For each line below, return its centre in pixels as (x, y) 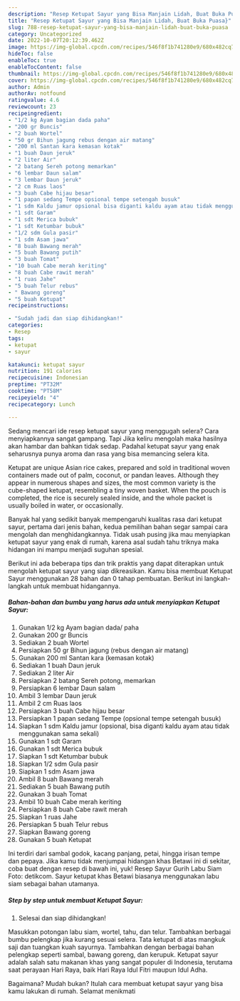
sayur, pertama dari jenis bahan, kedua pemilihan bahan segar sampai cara (118, 527)
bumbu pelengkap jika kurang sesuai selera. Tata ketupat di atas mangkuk (117, 940)
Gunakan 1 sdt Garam (50, 741)
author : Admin (29, 87)
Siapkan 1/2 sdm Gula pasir (58, 764)
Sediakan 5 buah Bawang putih (64, 787)
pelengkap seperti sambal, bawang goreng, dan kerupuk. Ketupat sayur (113, 955)
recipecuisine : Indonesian (48, 378)
